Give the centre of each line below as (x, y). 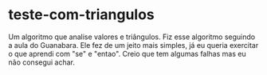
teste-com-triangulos (82, 15)
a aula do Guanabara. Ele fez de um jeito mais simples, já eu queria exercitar (133, 45)
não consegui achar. (42, 62)
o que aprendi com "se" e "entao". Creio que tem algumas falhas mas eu (127, 53)
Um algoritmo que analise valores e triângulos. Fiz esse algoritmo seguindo (132, 37)
